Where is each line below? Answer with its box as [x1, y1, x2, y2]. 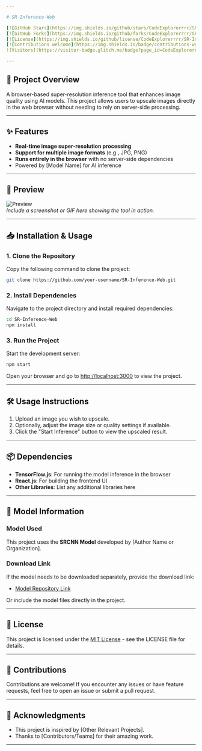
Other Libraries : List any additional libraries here [14, 483, 136, 490]
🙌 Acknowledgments [6, 710, 86, 720]
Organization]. [6, 544, 42, 552]
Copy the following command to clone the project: [6, 266, 130, 273]
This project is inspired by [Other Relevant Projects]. [14, 726, 145, 734]
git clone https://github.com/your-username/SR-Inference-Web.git [6, 277, 176, 283]
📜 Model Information [6, 506, 84, 517]
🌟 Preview [6, 184, 44, 195]
